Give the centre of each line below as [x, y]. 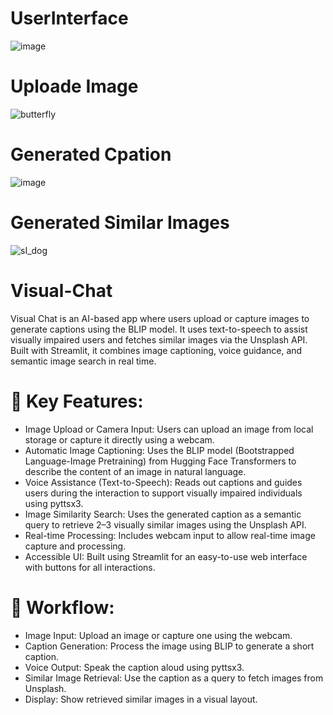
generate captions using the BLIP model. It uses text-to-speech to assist [159, 329]
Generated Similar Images [120, 223]
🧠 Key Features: [77, 401]
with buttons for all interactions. [90, 567]
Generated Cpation [91, 154]
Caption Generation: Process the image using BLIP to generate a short [169, 646]
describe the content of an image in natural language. [135, 471]
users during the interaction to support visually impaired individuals [163, 493]
